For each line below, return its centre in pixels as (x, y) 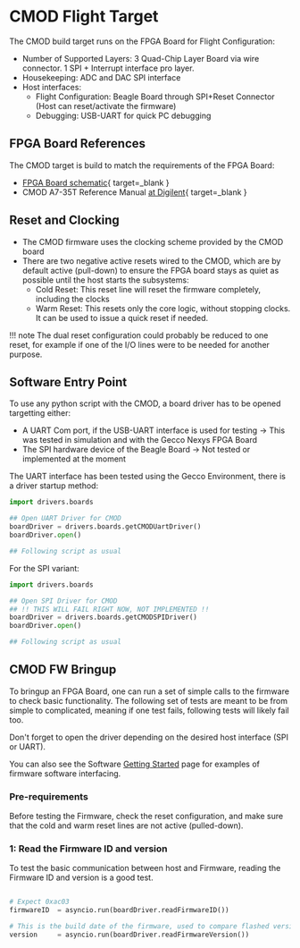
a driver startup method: (54, 486)
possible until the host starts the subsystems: (105, 280)
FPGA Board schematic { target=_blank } (96, 182)
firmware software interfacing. (65, 773)
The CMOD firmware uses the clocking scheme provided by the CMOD (153, 241)
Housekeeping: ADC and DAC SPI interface (101, 77)
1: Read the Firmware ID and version (88, 849)
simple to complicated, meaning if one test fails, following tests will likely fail (149, 710)
